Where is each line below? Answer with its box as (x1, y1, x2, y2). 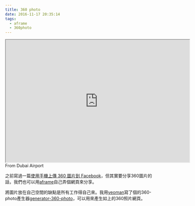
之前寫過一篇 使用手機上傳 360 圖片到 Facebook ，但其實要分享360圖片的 (5, 173, 152, 179)
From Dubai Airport (5, 163, 44, 169)
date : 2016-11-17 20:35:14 (5, 12, 60, 17)
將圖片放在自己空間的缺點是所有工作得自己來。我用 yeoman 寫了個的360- (5, 189, 152, 195)
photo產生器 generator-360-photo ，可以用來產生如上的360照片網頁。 (5, 196, 146, 202)
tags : (5, 16, 16, 21)
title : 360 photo (5, 7, 41, 12)
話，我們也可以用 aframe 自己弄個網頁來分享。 (5, 179, 97, 185)
